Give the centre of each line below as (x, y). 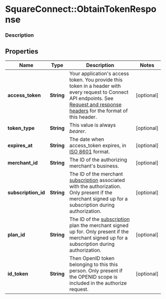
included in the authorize (98, 283)
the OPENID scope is (93, 277)
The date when (87, 139)
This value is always (92, 125)
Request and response (95, 104)
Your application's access (99, 73)
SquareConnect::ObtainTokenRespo (81, 9)
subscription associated (97, 180)
